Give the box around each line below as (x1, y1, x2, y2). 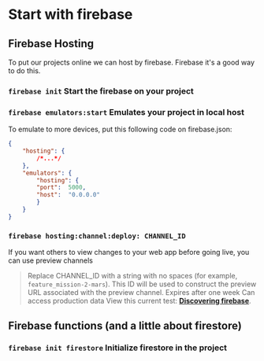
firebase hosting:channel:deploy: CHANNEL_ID (8, 231, 187, 241)
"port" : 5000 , (36, 183, 87, 192)
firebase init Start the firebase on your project (8, 85, 195, 96)
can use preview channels (8, 256, 93, 265)
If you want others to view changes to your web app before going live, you (8, 248, 250, 257)
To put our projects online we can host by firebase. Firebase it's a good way (8, 57, 255, 67)
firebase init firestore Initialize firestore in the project (8, 342, 227, 353)
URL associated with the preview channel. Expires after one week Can (27, 288, 255, 297)
